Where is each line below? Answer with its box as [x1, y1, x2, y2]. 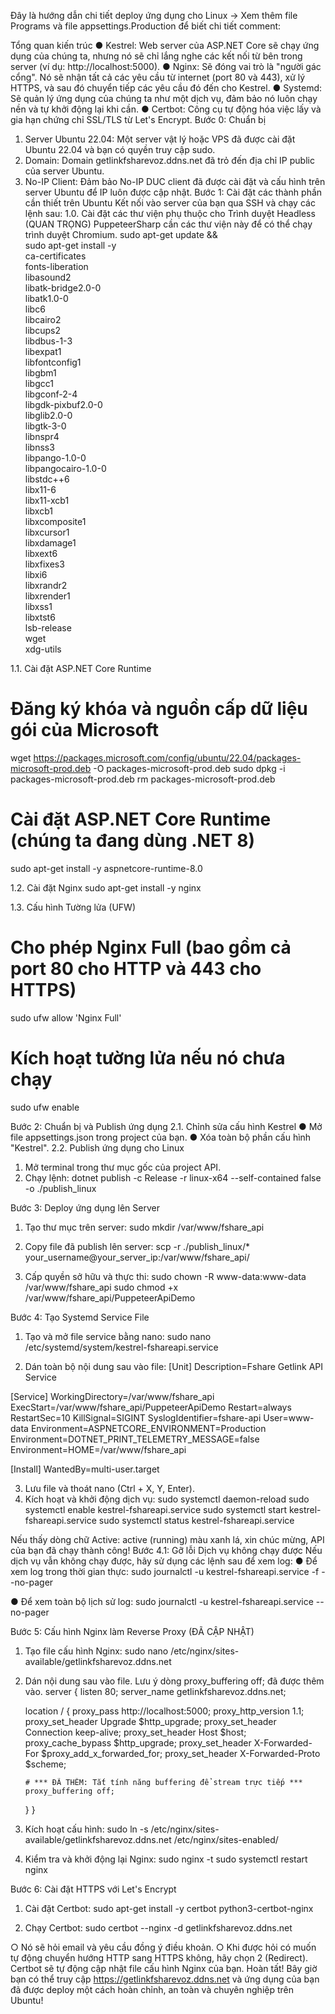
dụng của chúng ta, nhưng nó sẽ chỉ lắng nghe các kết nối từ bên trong [10, 50, 303, 62]
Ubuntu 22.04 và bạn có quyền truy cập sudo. [24, 144, 216, 155]
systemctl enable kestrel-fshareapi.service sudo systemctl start [24, 1503, 288, 1515]
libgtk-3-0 [24, 420, 67, 432]
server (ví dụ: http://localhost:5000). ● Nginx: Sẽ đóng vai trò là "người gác [10, 61, 322, 72]
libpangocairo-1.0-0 [24, 463, 107, 474]
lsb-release [24, 622, 72, 634]
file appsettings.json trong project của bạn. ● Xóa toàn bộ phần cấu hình [10, 1131, 312, 1143]
